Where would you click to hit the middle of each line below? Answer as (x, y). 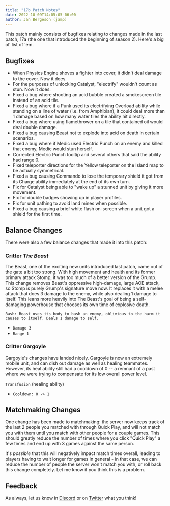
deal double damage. (35, 128)
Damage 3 (22, 328)
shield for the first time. (37, 214)
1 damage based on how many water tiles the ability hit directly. (79, 117)
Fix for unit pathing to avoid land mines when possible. (70, 203)
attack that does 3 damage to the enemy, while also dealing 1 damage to (81, 294)
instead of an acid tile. (36, 100)
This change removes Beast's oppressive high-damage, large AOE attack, (83, 283)
